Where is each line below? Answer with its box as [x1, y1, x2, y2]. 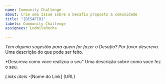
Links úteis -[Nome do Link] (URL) [5, 74, 75, 80]
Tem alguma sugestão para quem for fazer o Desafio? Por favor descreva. [5, 44, 159, 50]
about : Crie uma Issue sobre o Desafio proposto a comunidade [5, 12, 137, 17]
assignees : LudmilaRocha [5, 26, 57, 31]
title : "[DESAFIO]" [5, 16, 46, 21]
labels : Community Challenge [5, 21, 66, 26]
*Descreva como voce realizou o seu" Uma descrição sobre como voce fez [5, 59, 161, 65]
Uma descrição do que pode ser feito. [5, 49, 83, 55]
